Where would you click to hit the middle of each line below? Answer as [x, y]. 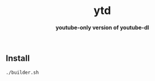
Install [18, 58]
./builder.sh [22, 72]
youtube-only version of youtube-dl [102, 27]
